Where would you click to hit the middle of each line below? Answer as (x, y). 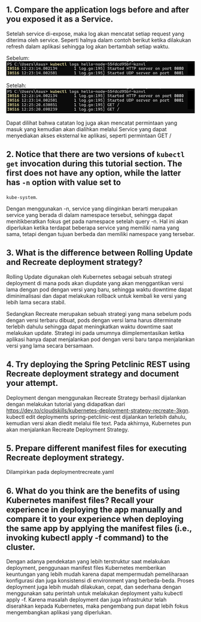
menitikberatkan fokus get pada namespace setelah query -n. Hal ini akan (97, 221)
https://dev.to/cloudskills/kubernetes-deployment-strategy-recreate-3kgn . (98, 410)
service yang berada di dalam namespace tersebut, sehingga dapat (89, 215)
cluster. (21, 547)
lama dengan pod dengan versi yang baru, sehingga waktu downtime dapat (99, 289)
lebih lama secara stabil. (36, 302)
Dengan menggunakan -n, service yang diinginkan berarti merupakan (92, 209)
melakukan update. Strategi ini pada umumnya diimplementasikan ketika (95, 333)
